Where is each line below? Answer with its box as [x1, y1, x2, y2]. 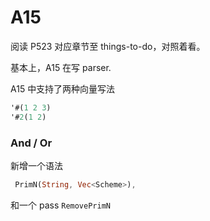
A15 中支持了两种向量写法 [10, 82, 116, 95]
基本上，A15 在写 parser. [10, 61, 112, 73]
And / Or [10, 136, 53, 150]
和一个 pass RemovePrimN [10, 199, 111, 211]
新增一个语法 [10, 159, 63, 171]
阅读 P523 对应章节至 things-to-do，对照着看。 [10, 40, 206, 52]
